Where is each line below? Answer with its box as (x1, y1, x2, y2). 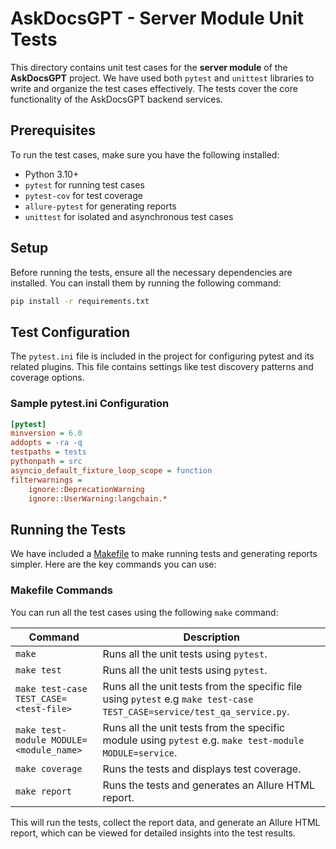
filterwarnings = (10, 475, 83, 485)
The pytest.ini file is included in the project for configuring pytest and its (10, 350, 315, 362)
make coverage (15, 763, 83, 774)
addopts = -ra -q (10, 438, 83, 448)
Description (183, 630, 240, 644)
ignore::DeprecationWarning (28, 484, 145, 494)
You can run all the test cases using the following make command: (10, 606, 279, 618)
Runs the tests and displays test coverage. (102, 762, 302, 776)
